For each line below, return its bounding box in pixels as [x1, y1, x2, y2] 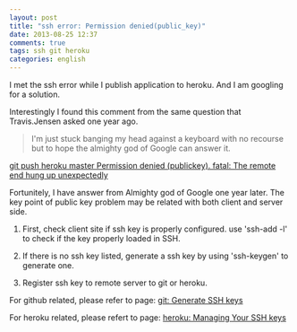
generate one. [21, 260, 74, 270]
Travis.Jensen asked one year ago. [9, 116, 139, 127]
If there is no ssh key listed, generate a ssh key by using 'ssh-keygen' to [21, 250, 289, 261]
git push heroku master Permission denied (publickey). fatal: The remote [9, 161, 276, 170]
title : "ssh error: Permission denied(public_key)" [9, 22, 206, 31]
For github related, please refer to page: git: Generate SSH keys [9, 295, 243, 305]
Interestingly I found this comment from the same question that [9, 107, 242, 117]
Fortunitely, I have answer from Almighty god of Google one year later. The [9, 188, 284, 197]
